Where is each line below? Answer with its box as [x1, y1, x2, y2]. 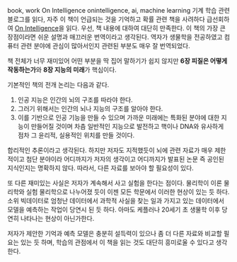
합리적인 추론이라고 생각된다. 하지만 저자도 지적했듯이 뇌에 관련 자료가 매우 [7, 146, 214, 154]
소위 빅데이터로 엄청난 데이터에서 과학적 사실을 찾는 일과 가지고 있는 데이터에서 [7, 197, 225, 205]
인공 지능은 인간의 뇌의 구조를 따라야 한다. [17, 96, 133, 104]
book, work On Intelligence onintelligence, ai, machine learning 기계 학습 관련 [7, 6, 230, 14]
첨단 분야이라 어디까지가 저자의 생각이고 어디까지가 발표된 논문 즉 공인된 [25, 155, 225, 163]
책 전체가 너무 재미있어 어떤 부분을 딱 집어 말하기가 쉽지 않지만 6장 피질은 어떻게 [7, 57, 228, 65]
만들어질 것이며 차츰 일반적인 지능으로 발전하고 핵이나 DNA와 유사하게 [30, 123, 224, 130]
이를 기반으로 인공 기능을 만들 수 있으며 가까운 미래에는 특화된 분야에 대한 [17, 113, 220, 122]
